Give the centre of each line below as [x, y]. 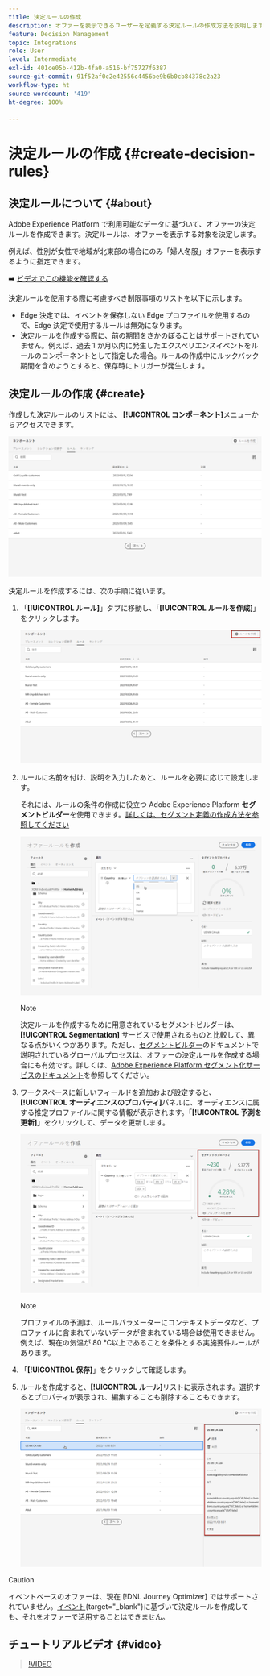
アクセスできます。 [46, 425]
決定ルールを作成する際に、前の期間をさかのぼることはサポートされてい [139, 335]
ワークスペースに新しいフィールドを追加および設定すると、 [118, 1092]
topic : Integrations [43, 43]
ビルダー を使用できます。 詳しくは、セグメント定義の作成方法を [147, 815]
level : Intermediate [43, 60]
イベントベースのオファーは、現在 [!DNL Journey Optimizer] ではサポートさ [133, 1596]
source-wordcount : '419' [50, 94]
